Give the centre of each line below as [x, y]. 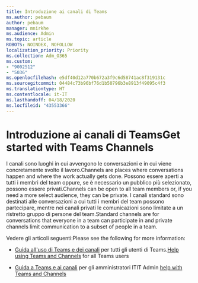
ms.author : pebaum [29, 17]
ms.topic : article [29, 39]
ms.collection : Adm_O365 [37, 56]
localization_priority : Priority [47, 50]
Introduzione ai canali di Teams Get [93, 135]
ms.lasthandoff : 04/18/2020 [41, 100]
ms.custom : [20, 61]
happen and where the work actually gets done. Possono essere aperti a [95, 176]
